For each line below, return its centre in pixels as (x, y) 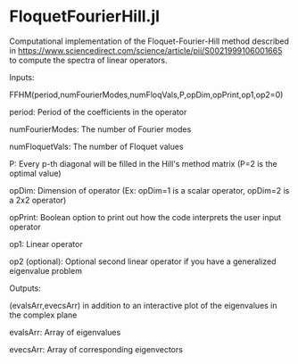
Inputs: (22, 77)
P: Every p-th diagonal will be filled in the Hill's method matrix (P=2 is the (144, 163)
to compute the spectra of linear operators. (88, 60)
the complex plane (43, 315)
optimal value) (35, 173)
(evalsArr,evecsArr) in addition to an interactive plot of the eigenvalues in (144, 305)
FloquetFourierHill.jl (85, 17)
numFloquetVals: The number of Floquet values (97, 146)
